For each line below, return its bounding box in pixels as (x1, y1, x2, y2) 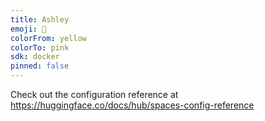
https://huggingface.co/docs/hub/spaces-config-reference (10, 99, 255, 111)
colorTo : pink (10, 42, 70, 53)
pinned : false (10, 61, 70, 71)
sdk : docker (10, 52, 60, 62)
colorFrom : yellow (10, 33, 87, 43)
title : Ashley (10, 14, 70, 25)
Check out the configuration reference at (10, 89, 179, 100)
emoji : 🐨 (10, 24, 47, 34)
